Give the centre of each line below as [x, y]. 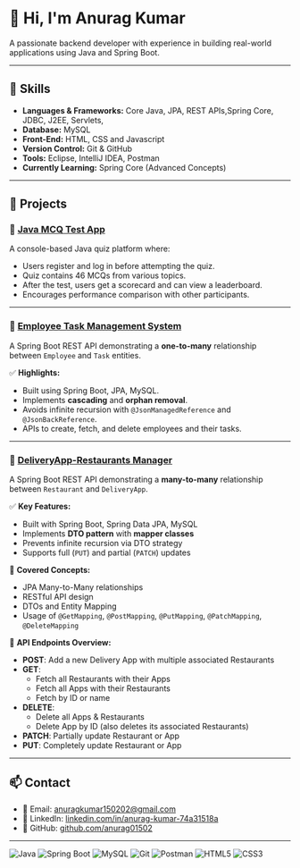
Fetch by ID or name [73, 698]
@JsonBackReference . [59, 418]
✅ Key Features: [40, 506]
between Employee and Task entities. [75, 355]
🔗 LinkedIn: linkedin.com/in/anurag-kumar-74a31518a [120, 818]
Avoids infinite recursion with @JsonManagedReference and [126, 409]
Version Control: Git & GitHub [77, 148]
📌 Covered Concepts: [50, 570]
